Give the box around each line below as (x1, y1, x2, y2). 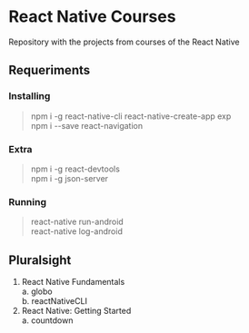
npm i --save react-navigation (30, 120, 144, 131)
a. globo (21, 286, 53, 297)
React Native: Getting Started (21, 306, 132, 317)
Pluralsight (8, 252, 72, 268)
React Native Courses (8, 6, 176, 27)
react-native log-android (30, 226, 124, 237)
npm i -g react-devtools (30, 163, 120, 174)
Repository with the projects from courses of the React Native (8, 36, 240, 47)
